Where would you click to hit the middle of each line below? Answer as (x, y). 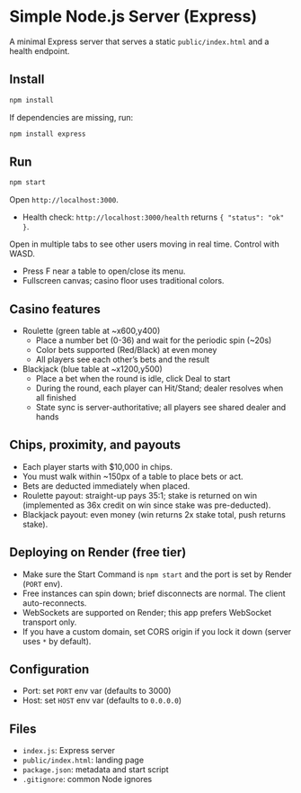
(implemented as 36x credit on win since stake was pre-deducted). (146, 505)
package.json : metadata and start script (95, 770)
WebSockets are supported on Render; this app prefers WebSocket (147, 612)
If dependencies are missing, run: (71, 117)
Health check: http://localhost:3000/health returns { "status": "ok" (153, 217)
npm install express (48, 134)
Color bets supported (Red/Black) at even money (126, 350)
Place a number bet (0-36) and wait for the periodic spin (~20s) (154, 340)
